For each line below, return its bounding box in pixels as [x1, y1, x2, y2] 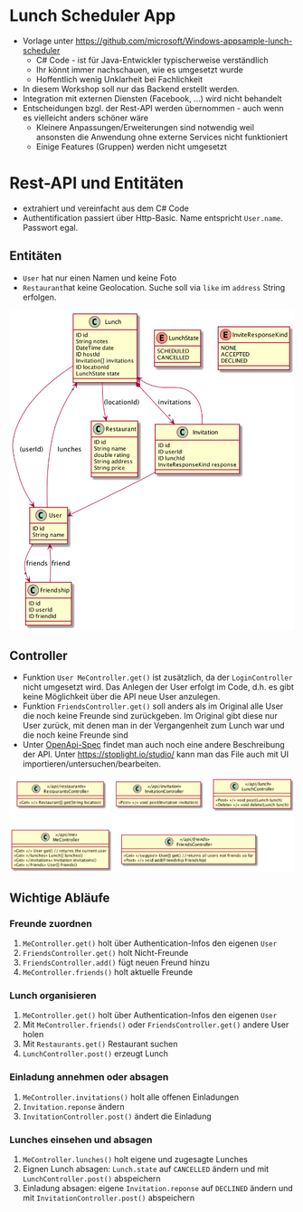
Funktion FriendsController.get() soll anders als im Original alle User [22, 701, 284, 711]
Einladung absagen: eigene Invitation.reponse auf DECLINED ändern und [22, 1183, 294, 1194]
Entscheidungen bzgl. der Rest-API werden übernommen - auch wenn [22, 102, 284, 113]
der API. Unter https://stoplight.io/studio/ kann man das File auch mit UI [22, 749, 289, 760]
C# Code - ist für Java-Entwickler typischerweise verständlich [35, 54, 269, 65]
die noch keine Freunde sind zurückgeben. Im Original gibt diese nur [22, 711, 278, 721]
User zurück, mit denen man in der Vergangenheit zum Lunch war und [22, 721, 285, 731]
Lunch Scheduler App [9, 5, 176, 26]
